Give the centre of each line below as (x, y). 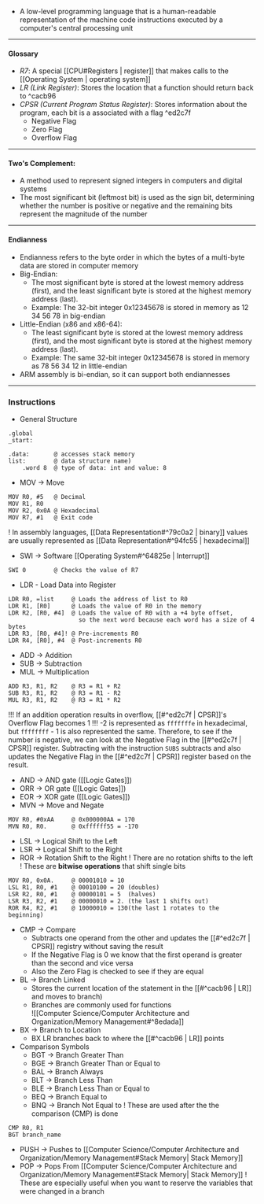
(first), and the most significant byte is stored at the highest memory (142, 341)
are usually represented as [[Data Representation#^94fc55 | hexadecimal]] (129, 540)
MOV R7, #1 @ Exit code (50, 517)
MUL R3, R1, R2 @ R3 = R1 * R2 (65, 700)
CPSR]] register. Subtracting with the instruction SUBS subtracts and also (125, 748)
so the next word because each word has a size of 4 (167, 620)
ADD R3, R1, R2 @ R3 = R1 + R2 (65, 686)
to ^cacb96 (38, 96)
